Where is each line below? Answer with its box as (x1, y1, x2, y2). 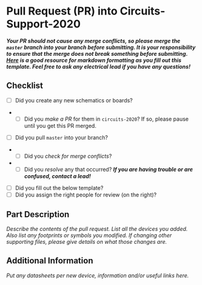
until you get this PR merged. (24, 122, 97, 129)
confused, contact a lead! (24, 173, 91, 180)
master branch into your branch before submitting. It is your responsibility (6, 44, 196, 51)
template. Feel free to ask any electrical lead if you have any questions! (6, 62, 191, 70)
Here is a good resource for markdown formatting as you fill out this (6, 56, 182, 64)
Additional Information (6, 256, 93, 266)
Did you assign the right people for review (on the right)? (15, 191, 157, 198)
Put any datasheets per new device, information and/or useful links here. (6, 272, 189, 279)
